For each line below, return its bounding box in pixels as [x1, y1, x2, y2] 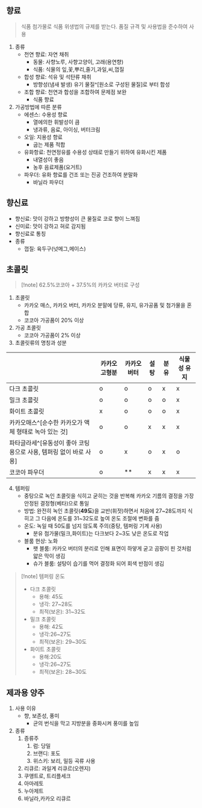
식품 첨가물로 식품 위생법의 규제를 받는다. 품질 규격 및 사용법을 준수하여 [20, 23, 188, 30]
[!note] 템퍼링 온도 [20, 573, 65, 580]
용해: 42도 [38, 623, 64, 631]
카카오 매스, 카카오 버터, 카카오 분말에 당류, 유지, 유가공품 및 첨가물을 [23, 301, 186, 309]
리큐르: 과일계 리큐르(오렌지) [23, 765, 91, 772]
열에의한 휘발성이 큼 [32, 118, 80, 125]
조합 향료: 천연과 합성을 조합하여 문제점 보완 [23, 88, 127, 95]
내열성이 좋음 [32, 156, 64, 163]
